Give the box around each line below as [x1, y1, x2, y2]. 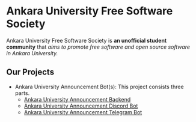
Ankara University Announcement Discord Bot [23, 102, 138, 109]
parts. [14, 89, 30, 97]
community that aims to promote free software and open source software [6, 43, 191, 50]
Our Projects [6, 67, 55, 78]
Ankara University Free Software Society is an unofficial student [6, 37, 167, 44]
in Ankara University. [6, 49, 58, 56]
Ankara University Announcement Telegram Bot [23, 108, 142, 115]
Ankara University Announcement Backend [23, 96, 131, 103]
